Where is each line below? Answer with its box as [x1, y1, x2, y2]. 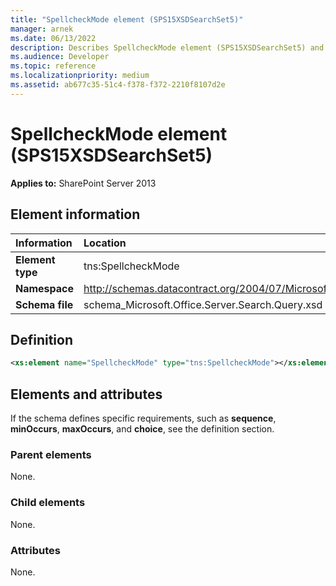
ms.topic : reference [10, 61, 97, 71]
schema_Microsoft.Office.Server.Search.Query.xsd [83, 297, 323, 311]
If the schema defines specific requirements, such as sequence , [10, 412, 277, 424]
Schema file [15, 297, 74, 311]
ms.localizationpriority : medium [10, 71, 150, 81]
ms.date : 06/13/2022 [10, 33, 97, 43]
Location [83, 236, 127, 250]
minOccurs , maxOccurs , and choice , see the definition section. [10, 423, 275, 435]
